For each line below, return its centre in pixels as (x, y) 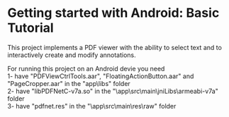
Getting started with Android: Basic (113, 13)
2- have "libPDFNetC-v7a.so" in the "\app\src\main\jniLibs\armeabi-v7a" (113, 91)
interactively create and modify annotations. (72, 55)
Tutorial (31, 28)
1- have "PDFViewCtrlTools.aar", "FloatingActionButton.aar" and (101, 76)
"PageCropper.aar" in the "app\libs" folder (69, 83)
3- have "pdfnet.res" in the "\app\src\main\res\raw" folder (92, 106)
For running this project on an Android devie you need (86, 68)
